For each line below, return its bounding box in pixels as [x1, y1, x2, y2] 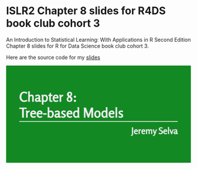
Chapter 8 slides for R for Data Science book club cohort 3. [6, 42, 150, 49]
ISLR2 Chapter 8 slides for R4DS [6, 4, 166, 18]
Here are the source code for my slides [6, 54, 101, 61]
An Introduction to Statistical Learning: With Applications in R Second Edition [6, 36, 191, 43]
